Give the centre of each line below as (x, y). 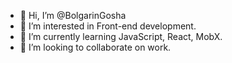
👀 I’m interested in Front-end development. (108, 26)
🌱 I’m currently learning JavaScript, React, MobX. (121, 36)
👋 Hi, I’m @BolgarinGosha (73, 15)
